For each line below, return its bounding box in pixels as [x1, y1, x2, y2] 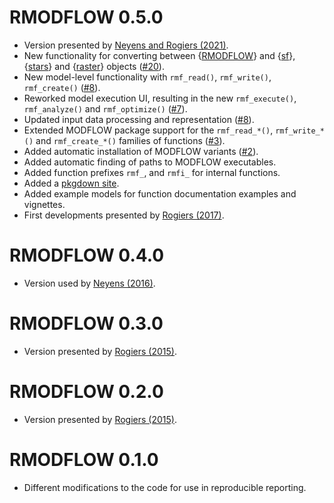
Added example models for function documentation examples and [23, 187, 297, 200]
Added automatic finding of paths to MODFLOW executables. [23, 156, 277, 168]
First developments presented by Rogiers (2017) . [23, 209, 225, 221]
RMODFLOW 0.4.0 [9, 244, 165, 267]
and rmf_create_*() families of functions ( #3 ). [35, 134, 226, 146]
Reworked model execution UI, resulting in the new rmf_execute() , [23, 92, 297, 104]
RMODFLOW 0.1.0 [9, 448, 159, 471]
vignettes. [23, 198, 66, 210]
